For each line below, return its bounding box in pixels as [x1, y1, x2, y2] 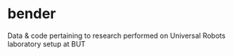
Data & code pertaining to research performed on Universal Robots [7, 31, 226, 40]
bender [7, 5, 56, 23]
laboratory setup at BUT [7, 39, 86, 48]
